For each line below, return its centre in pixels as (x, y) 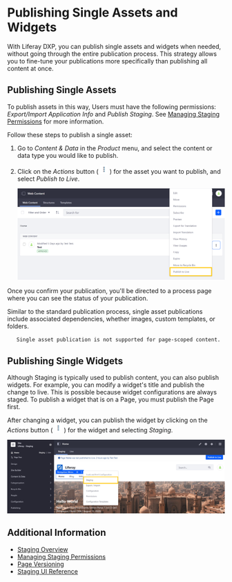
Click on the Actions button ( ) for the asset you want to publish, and (119, 171)
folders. (18, 326)
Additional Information (57, 533)
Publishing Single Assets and (93, 13)
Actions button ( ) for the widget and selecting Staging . (90, 430)
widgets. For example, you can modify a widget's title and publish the (106, 385)
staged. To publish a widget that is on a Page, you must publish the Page (110, 399)
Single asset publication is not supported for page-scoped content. (118, 340)
